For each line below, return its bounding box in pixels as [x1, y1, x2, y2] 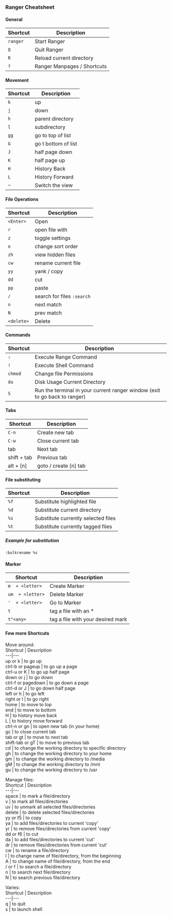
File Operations [5, 196, 39, 202]
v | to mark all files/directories [5, 798, 68, 804]
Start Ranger [35, 38, 66, 45]
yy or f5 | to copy [5, 815, 42, 821]
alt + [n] [8, 462, 27, 469]
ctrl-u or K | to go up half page [5, 669, 70, 675]
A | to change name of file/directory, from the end [5, 858, 110, 864]
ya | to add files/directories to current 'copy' [5, 820, 99, 826]
